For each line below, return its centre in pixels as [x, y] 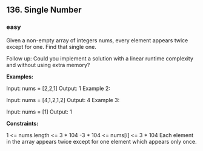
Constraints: [22, 123]
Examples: [20, 76]
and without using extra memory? [48, 65]
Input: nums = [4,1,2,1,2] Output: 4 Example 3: [63, 100]
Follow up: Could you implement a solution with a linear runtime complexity [100, 58]
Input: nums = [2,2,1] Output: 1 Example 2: [58, 88]
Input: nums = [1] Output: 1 [39, 112]
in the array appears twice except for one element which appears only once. [101, 141]
